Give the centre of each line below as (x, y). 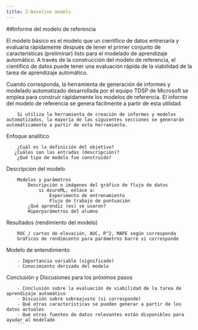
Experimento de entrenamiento (87, 195)
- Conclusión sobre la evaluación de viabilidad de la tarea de (99, 288)
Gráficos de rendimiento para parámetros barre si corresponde (98, 239)
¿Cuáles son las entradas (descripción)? (67, 152)
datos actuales (25, 309)
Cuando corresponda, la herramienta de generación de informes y (88, 84)
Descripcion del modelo (36, 168)
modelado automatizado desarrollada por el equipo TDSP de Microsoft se (97, 90)
